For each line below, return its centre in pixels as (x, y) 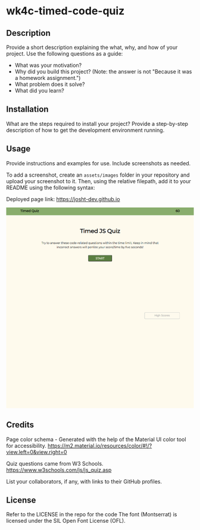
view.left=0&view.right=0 (37, 452)
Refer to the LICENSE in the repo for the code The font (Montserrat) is (92, 514)
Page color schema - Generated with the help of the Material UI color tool (96, 439)
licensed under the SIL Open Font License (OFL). (66, 521)
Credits (20, 425)
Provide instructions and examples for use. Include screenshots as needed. (99, 163)
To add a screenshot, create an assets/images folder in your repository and (98, 175)
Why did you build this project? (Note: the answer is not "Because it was (103, 72)
